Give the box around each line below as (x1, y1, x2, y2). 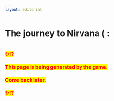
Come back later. (5, 77, 46, 84)
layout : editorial (5, 7, 42, 12)
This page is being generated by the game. (5, 64, 108, 71)
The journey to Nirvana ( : (5, 28, 110, 39)
